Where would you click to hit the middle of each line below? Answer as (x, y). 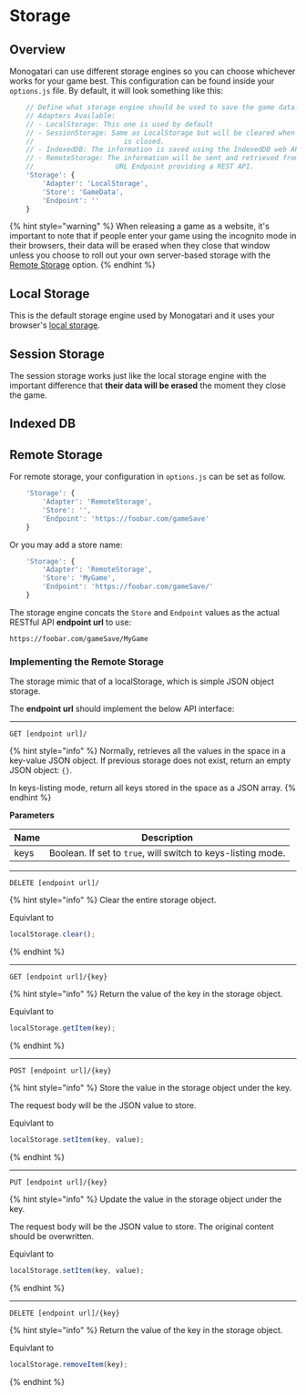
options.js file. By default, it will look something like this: (117, 91)
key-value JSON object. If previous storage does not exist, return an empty (150, 760)
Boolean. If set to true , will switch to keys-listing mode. (167, 853)
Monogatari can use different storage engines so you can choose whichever (153, 71)
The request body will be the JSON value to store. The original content (142, 1227)
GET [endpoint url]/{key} (58, 977)
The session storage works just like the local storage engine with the (138, 376)
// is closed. (96, 141)
